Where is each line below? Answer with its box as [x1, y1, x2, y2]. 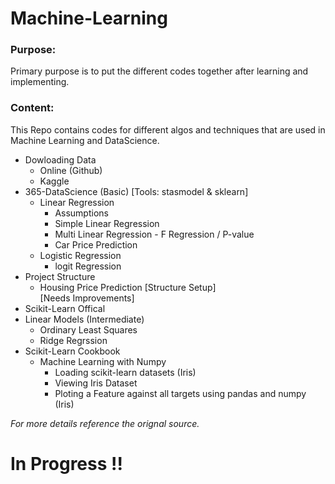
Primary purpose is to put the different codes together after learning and [10, 65, 309, 77]
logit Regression [54, 260, 122, 272]
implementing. [10, 76, 70, 88]
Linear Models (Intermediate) [24, 313, 145, 325]
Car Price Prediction [54, 238, 138, 251]
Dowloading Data [24, 153, 97, 166]
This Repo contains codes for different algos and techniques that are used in [10, 123, 326, 136]
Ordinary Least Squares [39, 323, 138, 336]
